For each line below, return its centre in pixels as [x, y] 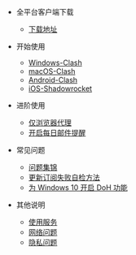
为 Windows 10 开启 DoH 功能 [78, 188]
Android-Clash [53, 80]
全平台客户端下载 [45, 12]
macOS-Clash [52, 71]
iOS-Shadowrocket [60, 89]
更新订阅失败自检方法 [64, 177]
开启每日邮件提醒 [57, 133]
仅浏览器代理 [50, 123]
